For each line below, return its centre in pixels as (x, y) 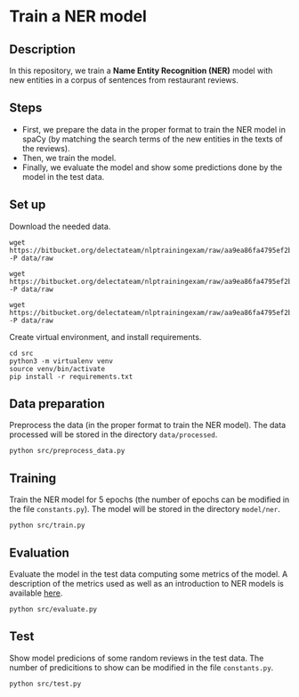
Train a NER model (78, 16)
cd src (21, 353)
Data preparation (57, 404)
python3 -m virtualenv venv (61, 361)
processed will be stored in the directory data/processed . (113, 434)
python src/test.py (45, 684)
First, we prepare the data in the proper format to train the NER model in (154, 129)
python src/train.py (48, 526)
